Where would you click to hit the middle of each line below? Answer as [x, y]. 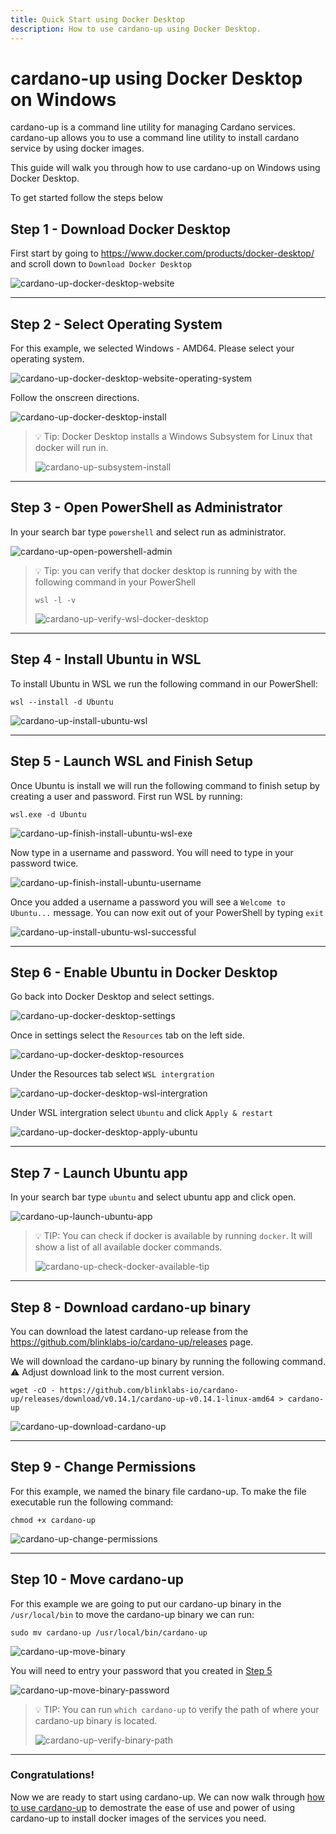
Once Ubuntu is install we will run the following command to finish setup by [165, 785]
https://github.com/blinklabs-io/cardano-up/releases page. [132, 1342]
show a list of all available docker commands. [128, 1247]
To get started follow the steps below [87, 198]
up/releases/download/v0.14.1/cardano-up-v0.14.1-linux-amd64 [142, 1399]
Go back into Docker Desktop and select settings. [112, 997]
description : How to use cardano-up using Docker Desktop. [136, 29]
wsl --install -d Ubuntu [62, 702]
